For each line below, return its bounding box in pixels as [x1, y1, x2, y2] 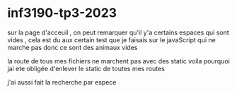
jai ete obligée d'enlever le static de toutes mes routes [7, 64, 165, 73]
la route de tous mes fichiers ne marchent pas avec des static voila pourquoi [7, 56, 230, 65]
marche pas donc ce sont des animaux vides [7, 43, 138, 51]
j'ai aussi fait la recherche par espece [7, 77, 117, 86]
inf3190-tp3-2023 [7, 5, 117, 21]
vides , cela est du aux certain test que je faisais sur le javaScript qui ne [7, 35, 216, 44]
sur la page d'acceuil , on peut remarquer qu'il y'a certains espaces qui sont [7, 28, 229, 37]
